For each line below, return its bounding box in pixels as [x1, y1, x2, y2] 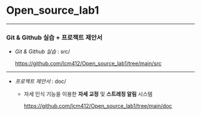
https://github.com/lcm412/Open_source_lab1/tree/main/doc [23, 102, 172, 110]
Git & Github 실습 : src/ [14, 48, 71, 55]
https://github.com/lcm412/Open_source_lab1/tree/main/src [14, 60, 162, 67]
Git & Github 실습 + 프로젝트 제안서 [6, 33, 103, 42]
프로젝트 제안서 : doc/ [14, 78, 66, 85]
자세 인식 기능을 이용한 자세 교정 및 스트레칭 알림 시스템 [23, 91, 153, 98]
